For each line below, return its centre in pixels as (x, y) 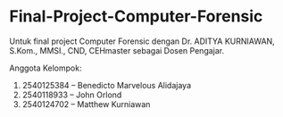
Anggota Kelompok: (46, 68)
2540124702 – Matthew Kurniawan (86, 104)
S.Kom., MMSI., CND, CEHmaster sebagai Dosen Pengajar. (117, 50)
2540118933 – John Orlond (72, 95)
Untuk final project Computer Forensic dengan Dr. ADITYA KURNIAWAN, (142, 41)
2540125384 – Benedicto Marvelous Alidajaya (107, 85)
